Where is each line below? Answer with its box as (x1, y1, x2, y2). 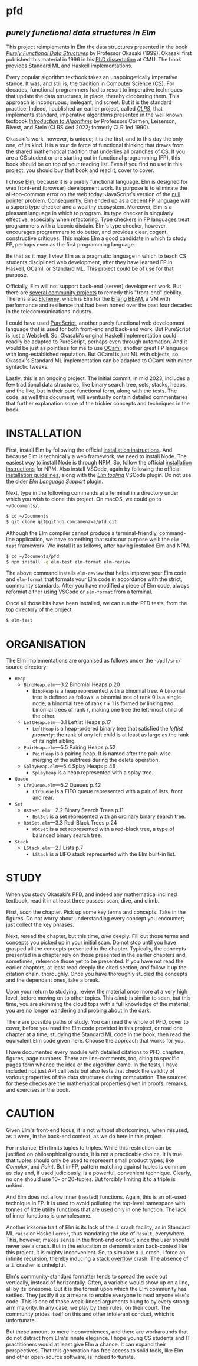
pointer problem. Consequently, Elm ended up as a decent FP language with (6, 197, 191, 204)
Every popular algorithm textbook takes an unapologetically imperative (6, 74, 178, 80)
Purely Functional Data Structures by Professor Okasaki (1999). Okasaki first (6, 50, 192, 57)
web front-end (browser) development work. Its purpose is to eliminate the (6, 184, 187, 192)
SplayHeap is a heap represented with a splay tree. (32, 769, 154, 776)
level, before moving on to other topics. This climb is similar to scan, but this (6, 994, 191, 1001)
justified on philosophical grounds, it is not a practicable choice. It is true (6, 1151, 183, 1158)
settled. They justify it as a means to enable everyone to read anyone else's (6, 1292, 190, 1299)
